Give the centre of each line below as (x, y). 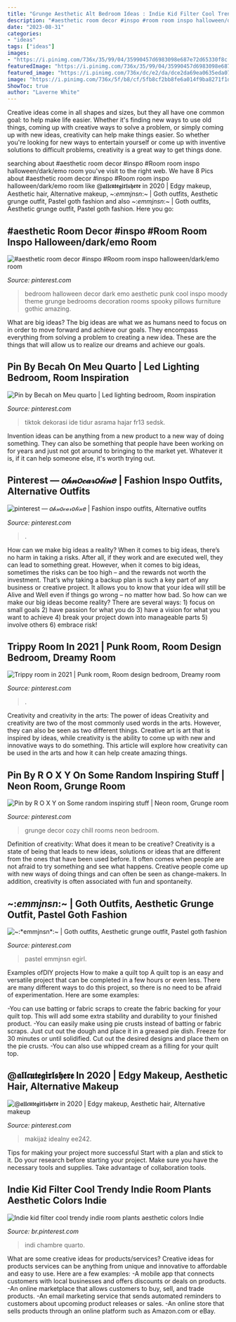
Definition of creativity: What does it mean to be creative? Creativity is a (111, 844)
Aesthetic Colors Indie (57, 1201)
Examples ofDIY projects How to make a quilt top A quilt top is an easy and (115, 972)
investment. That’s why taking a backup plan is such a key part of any (108, 580)
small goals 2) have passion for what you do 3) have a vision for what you (114, 609)
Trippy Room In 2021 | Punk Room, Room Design (114, 646)
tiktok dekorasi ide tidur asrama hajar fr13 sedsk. (95, 422)
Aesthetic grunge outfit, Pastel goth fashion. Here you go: (91, 209)
